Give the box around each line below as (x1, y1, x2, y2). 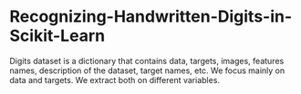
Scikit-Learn (9, 25, 106, 46)
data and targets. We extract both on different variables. (9, 74, 221, 85)
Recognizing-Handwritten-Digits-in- (9, 6, 293, 27)
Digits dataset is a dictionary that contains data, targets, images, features (9, 55, 285, 66)
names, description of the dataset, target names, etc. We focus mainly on (9, 65, 285, 76)
